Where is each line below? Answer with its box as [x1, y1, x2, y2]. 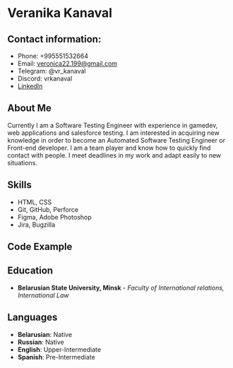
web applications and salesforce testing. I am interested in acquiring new [7, 129, 220, 137]
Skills [7, 179, 32, 191]
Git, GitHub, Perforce [17, 205, 79, 213]
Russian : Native [17, 338, 65, 346]
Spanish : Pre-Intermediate [17, 352, 95, 361]
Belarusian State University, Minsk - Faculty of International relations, [17, 283, 225, 292]
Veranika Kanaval [7, 5, 113, 21]
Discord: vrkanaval [17, 74, 73, 83]
